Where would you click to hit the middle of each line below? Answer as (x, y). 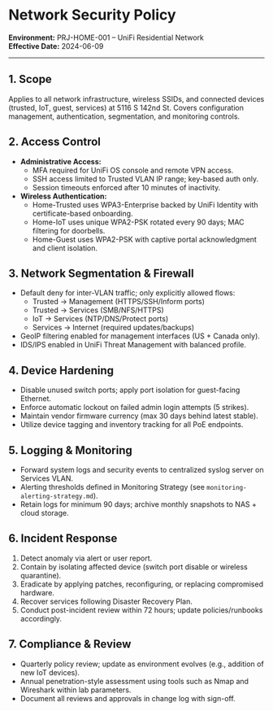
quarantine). (41, 575)
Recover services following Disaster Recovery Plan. (106, 601)
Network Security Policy (92, 15)
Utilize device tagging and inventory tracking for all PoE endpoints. (132, 425)
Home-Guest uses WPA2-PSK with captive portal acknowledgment (145, 239)
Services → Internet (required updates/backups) (113, 328)
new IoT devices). (50, 672)
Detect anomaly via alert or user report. (86, 558)
